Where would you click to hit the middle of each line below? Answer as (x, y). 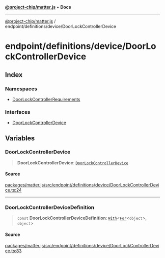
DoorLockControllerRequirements (46, 99)
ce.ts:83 (14, 251)
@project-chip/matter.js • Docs (38, 7)
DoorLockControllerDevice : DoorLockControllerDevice (73, 163)
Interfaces (18, 112)
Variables (20, 138)
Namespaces (21, 89)
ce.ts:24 (14, 190)
